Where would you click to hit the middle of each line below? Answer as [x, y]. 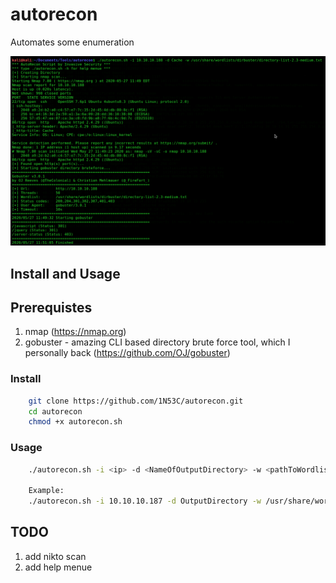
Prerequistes [51, 307]
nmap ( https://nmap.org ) [75, 332]
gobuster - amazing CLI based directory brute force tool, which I [157, 342]
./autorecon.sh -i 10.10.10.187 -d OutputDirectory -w [145, 501]
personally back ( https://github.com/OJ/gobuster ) [127, 353]
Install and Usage [65, 273]
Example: [46, 491]
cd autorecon [55, 411]
